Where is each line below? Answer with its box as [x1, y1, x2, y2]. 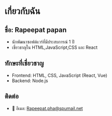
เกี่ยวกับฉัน [4, 5, 41, 17]
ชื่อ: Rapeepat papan [4, 25, 67, 34]
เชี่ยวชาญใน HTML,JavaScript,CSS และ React [11, 44, 98, 50]
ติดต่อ [4, 92, 19, 101]
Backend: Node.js [11, 78, 48, 84]
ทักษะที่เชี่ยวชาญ [4, 59, 44, 68]
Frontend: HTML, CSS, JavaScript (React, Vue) [11, 72, 108, 78]
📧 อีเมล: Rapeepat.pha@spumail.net [11, 105, 83, 111]
